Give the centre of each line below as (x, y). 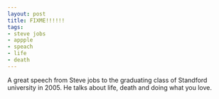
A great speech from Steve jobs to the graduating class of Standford (107, 80)
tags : (15, 27)
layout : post (27, 14)
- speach (20, 47)
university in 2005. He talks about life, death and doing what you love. (109, 87)
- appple (20, 40)
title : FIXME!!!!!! (36, 21)
